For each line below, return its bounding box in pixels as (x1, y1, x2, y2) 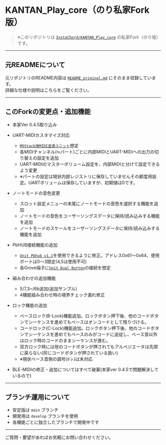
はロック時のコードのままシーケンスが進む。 (19, 337, 111, 343)
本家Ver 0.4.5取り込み (12, 121, 57, 127)
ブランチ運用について (5, 393, 70, 401)
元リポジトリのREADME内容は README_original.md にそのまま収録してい (5, 74, 152, 80)
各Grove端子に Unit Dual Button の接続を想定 (19, 264, 111, 270)
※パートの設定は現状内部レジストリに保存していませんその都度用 (19, 173, 152, 179)
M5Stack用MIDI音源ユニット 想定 (19, 143, 79, 148)
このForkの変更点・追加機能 (5, 108, 91, 116)
